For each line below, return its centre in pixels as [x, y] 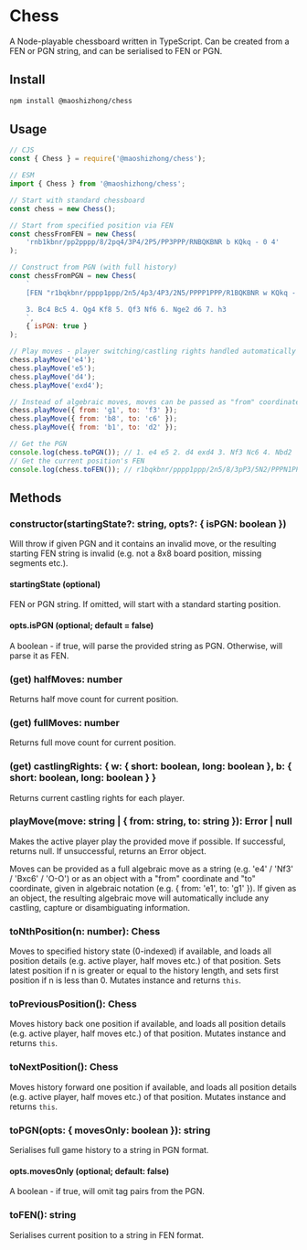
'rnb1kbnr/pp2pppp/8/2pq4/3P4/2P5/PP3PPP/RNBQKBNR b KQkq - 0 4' [153, 242]
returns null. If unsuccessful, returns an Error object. [108, 850]
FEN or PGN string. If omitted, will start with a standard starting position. [145, 604]
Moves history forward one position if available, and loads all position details [153, 1087]
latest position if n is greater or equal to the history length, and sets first [144, 971]
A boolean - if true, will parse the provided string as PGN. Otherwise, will [146, 646]
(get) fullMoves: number [65, 722]
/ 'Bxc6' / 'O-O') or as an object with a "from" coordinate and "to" [132, 878]
